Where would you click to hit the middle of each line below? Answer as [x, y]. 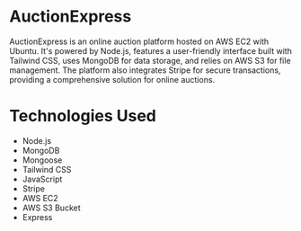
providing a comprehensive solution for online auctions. [112, 79]
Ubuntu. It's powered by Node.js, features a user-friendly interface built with [150, 50]
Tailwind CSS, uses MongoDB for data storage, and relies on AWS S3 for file [150, 60]
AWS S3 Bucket [51, 208]
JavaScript [42, 179]
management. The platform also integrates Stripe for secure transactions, [145, 70]
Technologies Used [83, 116]
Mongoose [42, 160]
